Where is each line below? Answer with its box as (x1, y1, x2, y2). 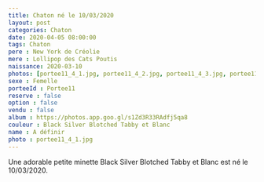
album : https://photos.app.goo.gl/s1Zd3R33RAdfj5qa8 (8, 114, 189, 122)
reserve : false (8, 92, 61, 100)
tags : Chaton (8, 41, 51, 49)
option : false (8, 99, 58, 107)
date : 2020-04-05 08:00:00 (8, 33, 97, 42)
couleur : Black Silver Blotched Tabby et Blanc (8, 121, 170, 129)
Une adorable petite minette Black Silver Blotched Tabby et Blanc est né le (8, 157, 249, 166)
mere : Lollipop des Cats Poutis (8, 56, 118, 64)
